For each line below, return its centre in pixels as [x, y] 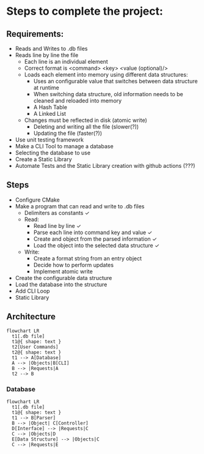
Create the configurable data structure [64, 278]
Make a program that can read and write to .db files [80, 206]
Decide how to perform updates [74, 265]
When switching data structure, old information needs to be [108, 94]
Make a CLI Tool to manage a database [64, 146]
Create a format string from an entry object [88, 258]
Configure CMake [37, 200]
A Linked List [49, 114]
